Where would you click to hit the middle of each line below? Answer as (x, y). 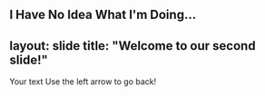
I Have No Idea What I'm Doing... (103, 15)
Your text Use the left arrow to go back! (83, 82)
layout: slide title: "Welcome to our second (132, 46)
